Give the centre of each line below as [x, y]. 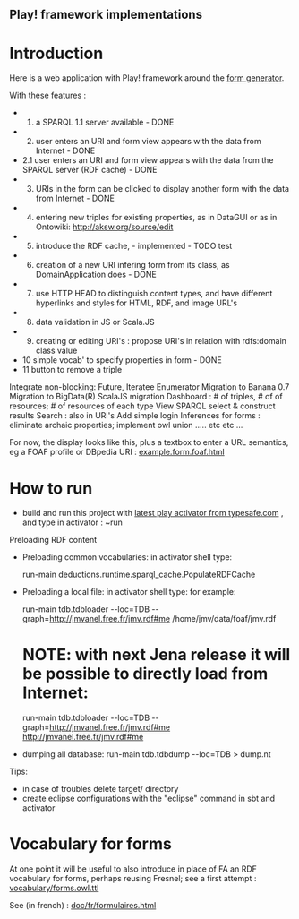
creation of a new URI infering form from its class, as [132, 265]
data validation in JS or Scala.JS [95, 322]
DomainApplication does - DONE [96, 275]
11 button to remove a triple [72, 370]
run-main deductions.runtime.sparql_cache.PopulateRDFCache [139, 575]
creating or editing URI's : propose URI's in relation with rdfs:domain [161, 341]
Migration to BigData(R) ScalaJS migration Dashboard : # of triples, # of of [146, 397]
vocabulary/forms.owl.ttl [54, 888]
